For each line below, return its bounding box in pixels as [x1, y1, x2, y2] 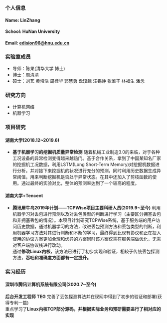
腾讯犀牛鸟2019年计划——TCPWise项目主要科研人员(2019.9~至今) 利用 [12, 204, 161, 210]
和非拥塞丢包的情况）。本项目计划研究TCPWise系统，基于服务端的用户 [12, 217, 156, 223]
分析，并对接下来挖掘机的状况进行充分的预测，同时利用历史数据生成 [16, 168, 157, 174]
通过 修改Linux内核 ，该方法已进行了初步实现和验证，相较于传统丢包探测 [12, 248, 160, 254]
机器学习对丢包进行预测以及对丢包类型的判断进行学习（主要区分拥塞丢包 [12, 211, 161, 217]
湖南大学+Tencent [5, 193, 43, 199]
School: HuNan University [5, 28, 60, 34]
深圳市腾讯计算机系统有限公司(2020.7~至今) [5, 282, 97, 288]
